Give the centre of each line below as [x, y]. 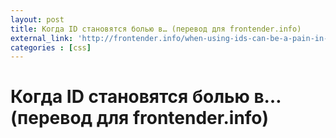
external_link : [42, 38]
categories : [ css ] [51, 47]
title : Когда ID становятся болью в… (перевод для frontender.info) [156, 29]
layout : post [37, 19]
